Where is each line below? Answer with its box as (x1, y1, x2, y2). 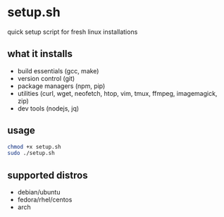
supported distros (7, 169, 88, 181)
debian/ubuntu (17, 188, 61, 197)
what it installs (7, 48, 73, 60)
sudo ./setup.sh (7, 149, 55, 157)
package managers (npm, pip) (17, 82, 106, 90)
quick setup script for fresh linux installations (7, 27, 138, 36)
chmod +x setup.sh (7, 143, 61, 150)
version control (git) (17, 74, 75, 82)
